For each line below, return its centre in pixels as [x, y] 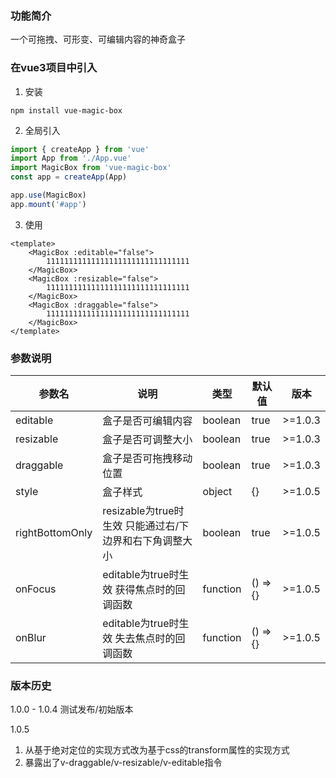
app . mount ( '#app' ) [48, 204]
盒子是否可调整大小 [147, 440]
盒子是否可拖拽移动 [147, 459]
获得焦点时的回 [150, 590]
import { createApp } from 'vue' [80, 149]
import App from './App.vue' [71, 158]
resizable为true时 [143, 511]
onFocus [36, 589]
